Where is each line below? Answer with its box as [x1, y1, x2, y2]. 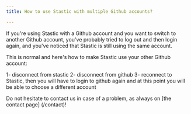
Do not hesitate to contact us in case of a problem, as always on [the [6, 95, 172, 102]
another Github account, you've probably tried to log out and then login [6, 36, 178, 43]
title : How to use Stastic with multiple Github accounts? [6, 8, 153, 15]
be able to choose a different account [6, 83, 96, 91]
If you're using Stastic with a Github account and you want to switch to [6, 30, 176, 37]
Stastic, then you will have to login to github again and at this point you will [6, 77, 186, 84]
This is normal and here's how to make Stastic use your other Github [6, 53, 171, 60]
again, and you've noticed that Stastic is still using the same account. [6, 42, 172, 49]
